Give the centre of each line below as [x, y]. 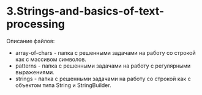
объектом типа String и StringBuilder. [63, 85]
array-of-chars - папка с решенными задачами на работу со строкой [105, 52]
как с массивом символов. [51, 59]
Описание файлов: [31, 41]
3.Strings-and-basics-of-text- [85, 11]
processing [36, 24]
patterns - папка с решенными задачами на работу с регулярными [103, 66]
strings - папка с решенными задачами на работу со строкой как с [103, 79]
